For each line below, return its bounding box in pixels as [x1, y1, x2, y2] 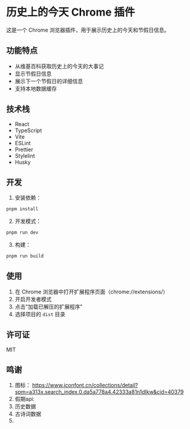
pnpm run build [6, 253, 44, 259]
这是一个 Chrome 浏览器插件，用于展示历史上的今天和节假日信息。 [6, 26, 170, 33]
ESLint [14, 139, 31, 146]
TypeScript [14, 127, 42, 134]
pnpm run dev [6, 229, 39, 236]
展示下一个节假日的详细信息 [14, 77, 83, 84]
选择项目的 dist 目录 [14, 310, 66, 317]
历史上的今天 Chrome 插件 [6, 5, 135, 19]
